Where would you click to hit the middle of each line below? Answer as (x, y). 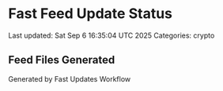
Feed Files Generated (62, 60)
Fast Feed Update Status (90, 14)
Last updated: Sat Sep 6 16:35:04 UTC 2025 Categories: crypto (111, 35)
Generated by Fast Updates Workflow (70, 78)
